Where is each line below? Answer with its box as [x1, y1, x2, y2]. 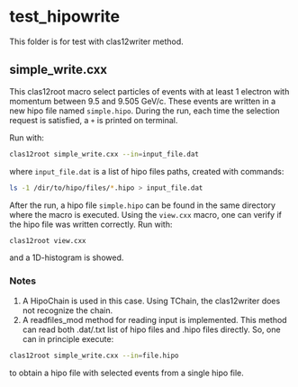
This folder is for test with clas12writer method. [9, 36, 185, 47]
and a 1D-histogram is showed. [9, 252, 124, 263]
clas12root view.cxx [9, 236, 87, 245]
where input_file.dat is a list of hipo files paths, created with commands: [9, 166, 284, 176]
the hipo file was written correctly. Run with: [9, 219, 173, 229]
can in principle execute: [22, 333, 114, 344]
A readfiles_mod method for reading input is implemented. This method [22, 314, 287, 325]
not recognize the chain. [22, 304, 113, 316]
